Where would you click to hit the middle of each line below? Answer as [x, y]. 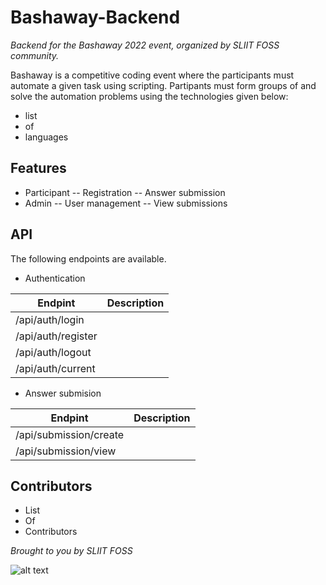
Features [38, 168]
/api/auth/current [55, 368]
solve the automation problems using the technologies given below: [149, 96]
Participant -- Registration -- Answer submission [125, 192]
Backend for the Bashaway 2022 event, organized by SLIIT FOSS [145, 45]
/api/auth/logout [53, 352]
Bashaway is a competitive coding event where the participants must [152, 75]
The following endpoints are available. [88, 258]
